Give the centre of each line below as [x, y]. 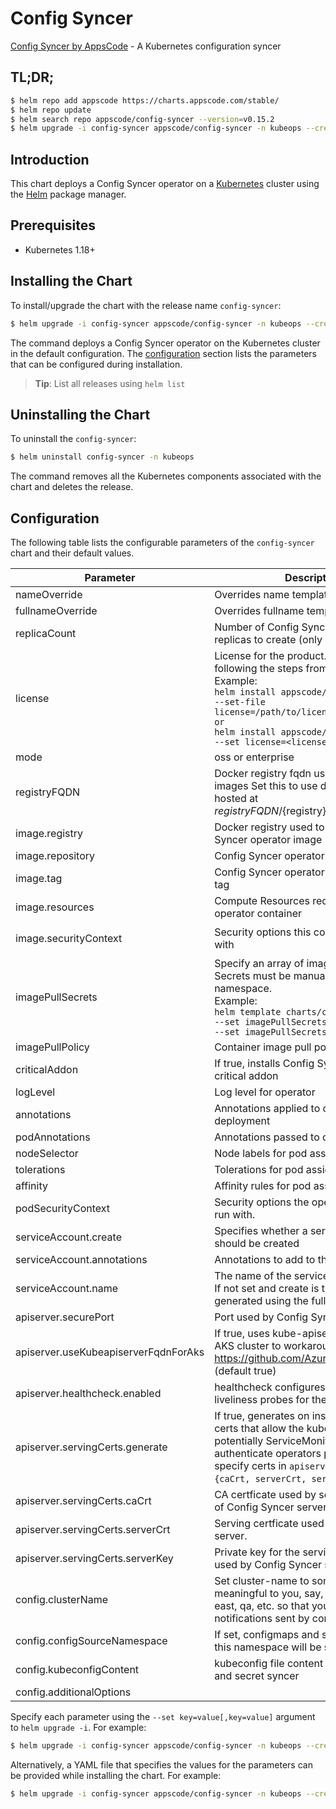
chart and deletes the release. [72, 487]
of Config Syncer [254, 1507]
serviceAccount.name [66, 1289]
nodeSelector [47, 1154]
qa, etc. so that [274, 1606]
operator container [258, 914]
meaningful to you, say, [269, 1594]
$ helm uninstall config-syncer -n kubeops [102, 457]
